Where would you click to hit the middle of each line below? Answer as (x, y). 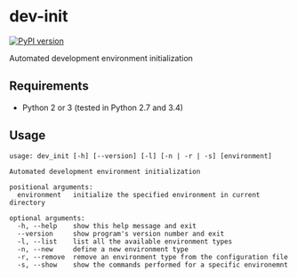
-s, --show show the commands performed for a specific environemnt (153, 265)
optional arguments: (48, 218)
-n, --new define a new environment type (103, 249)
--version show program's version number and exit (121, 234)
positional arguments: (51, 187)
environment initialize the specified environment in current (139, 195)
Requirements (49, 86)
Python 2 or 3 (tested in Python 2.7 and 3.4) (103, 107)
